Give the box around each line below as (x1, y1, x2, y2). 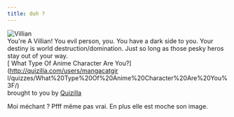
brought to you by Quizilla (7, 88, 82, 97)
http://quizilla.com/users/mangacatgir (9, 66, 119, 75)
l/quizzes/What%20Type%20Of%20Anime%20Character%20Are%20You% (7, 74, 228, 82)
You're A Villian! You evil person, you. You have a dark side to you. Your (7, 36, 214, 45)
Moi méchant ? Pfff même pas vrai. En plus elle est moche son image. (7, 102, 208, 110)
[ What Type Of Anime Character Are (7, 58, 113, 67)
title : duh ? (7, 10, 46, 17)
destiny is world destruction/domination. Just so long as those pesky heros (7, 44, 224, 52)
